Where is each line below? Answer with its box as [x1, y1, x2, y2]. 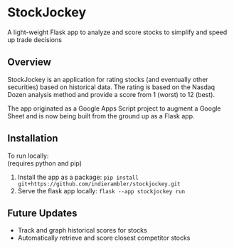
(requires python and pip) [7, 158, 83, 168]
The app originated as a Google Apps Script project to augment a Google [7, 104, 222, 113]
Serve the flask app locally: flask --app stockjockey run [17, 186, 186, 195]
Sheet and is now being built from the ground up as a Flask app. [7, 111, 195, 120]
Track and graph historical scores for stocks [17, 226, 147, 235]
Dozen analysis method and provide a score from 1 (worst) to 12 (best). [7, 90, 216, 98]
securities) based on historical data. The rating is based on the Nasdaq [7, 83, 216, 91]
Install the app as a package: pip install [17, 173, 139, 181]
